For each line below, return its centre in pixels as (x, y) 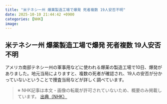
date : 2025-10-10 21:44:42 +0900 (40, 14)
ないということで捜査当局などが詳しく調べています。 (72, 80)
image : (12, 24)
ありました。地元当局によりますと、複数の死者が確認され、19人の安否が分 (82, 74)
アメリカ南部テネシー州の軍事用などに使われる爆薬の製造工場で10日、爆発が (84, 67)
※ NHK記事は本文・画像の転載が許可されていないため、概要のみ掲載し (89, 91)
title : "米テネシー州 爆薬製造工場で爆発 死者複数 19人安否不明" (65, 10)
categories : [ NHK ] (24, 19)
